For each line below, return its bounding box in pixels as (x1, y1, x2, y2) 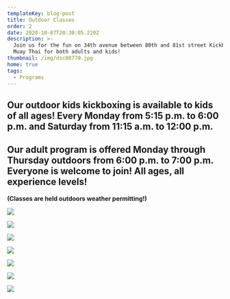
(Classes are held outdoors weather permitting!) (7, 194, 147, 202)
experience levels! (7, 176, 88, 188)
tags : (7, 67, 23, 74)
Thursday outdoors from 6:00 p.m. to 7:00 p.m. (7, 155, 214, 167)
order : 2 (7, 23, 32, 29)
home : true (7, 61, 38, 68)
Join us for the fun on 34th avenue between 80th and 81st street (13, 42, 207, 49)
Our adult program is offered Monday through (7, 144, 206, 156)
